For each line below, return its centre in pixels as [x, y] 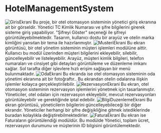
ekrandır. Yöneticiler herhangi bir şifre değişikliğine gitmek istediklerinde [78, 110]
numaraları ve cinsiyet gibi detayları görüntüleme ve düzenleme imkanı [76, 63]
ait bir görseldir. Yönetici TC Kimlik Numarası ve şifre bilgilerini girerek [75, 27]
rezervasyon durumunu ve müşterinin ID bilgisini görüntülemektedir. [73, 125]
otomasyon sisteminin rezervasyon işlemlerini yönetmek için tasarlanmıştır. [80, 89]
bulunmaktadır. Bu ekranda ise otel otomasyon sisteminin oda [80, 74]
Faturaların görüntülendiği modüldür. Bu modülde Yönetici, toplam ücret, [77, 120]
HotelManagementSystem [59, 9]
